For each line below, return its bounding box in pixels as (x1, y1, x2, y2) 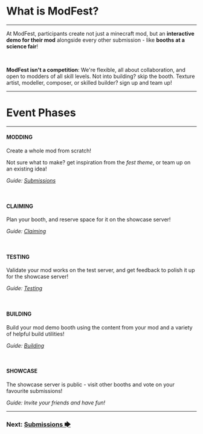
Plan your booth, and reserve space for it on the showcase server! (6, 216, 171, 223)
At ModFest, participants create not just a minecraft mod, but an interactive (6, 30, 195, 37)
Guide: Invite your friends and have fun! (6, 399, 106, 406)
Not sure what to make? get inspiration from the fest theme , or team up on (6, 159, 191, 166)
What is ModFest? (6, 4, 99, 18)
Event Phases (6, 106, 77, 120)
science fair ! (6, 42, 38, 50)
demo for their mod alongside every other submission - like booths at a (6, 36, 185, 44)
